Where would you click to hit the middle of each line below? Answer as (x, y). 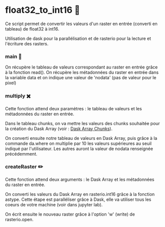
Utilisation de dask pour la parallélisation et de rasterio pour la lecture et (78, 38)
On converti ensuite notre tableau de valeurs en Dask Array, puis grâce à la (81, 138)
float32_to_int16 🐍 (43, 10)
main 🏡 (14, 56)
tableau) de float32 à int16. (32, 29)
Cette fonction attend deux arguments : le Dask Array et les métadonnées (80, 179)
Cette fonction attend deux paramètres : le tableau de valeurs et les (73, 108)
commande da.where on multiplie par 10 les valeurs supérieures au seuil (78, 143)
